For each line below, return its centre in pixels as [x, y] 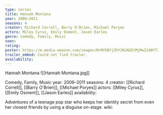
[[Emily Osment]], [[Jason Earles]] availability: [51, 93]
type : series [18, 9]
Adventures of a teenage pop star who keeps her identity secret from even [80, 102]
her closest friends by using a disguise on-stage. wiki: [59, 107]
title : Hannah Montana [28, 14]
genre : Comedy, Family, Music [36, 37]
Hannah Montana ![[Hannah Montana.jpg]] [47, 73]
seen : [10, 41]
